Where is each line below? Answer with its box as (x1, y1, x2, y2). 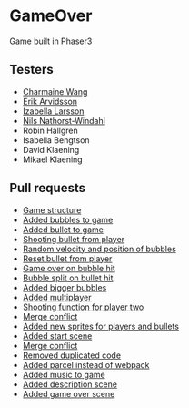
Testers (9, 62, 54, 77)
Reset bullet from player (22, 252, 113, 264)
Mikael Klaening (22, 154, 84, 165)
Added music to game (22, 369, 106, 380)
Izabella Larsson (22, 106, 85, 117)
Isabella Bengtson (22, 134, 90, 146)
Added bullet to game (22, 224, 104, 235)
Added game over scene (22, 388, 115, 399)
